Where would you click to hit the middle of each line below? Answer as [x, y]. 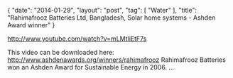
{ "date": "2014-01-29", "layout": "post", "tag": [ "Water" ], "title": [102, 10]
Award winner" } [31, 25]
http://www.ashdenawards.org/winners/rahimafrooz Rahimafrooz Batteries [116, 60]
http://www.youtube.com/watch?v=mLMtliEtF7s [77, 39]
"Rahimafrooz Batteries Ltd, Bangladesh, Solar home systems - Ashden [112, 18]
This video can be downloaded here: [61, 52]
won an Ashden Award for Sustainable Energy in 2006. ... [91, 67]
